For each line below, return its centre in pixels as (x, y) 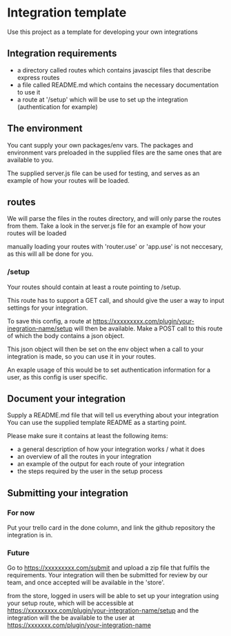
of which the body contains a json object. (66, 335)
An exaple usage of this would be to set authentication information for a (109, 370)
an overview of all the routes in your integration (84, 457)
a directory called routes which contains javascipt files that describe (114, 70)
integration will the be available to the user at (71, 618)
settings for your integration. (48, 308)
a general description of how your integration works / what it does (111, 449)
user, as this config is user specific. (58, 377)
